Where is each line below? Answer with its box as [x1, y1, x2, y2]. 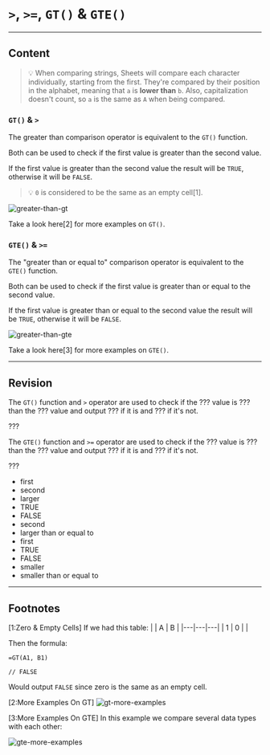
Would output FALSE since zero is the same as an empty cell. [8, 682, 207, 692]
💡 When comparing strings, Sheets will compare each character [27, 67, 240, 77]
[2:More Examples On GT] [8, 697, 95, 707]
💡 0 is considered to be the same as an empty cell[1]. [27, 188, 203, 198]
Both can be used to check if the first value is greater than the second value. [8, 148, 262, 157]
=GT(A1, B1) [8, 654, 48, 662]
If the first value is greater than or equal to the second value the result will [8, 306, 253, 316]
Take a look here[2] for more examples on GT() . [8, 219, 166, 229]
